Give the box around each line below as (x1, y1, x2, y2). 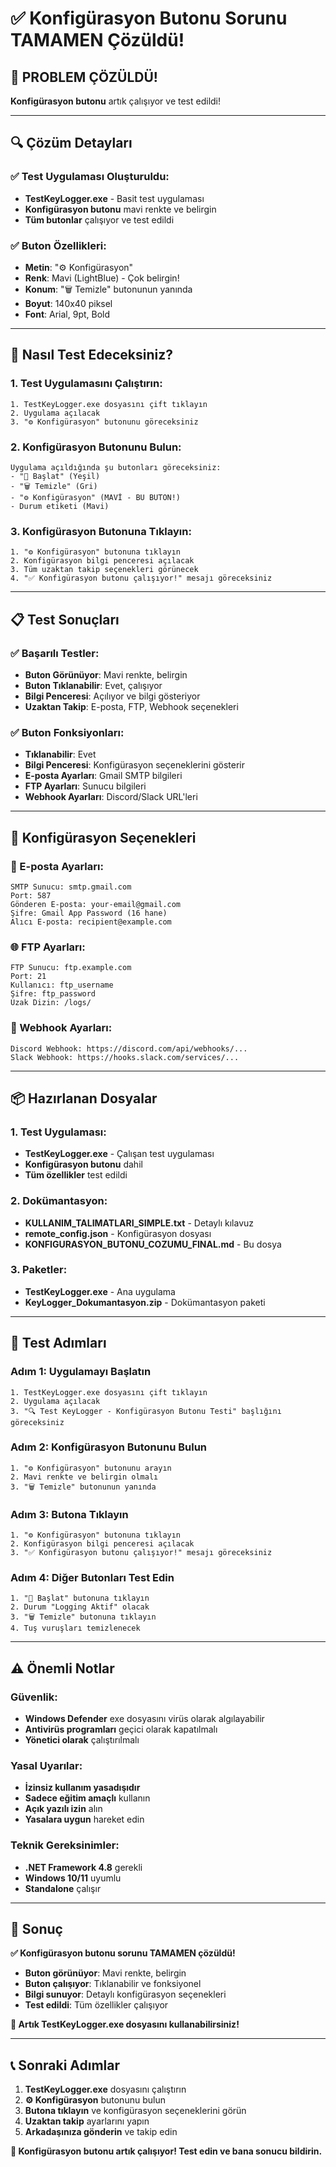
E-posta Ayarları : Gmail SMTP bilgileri (24, 770, 183, 782)
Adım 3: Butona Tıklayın (10, 1507, 129, 1521)
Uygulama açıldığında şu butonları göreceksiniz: (10, 462, 222, 472)
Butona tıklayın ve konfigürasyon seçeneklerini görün (24, 2105, 247, 2117)
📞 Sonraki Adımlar (10, 2057, 121, 2074)
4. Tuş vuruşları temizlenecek (10, 1623, 141, 1634)
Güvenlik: (10, 1690, 58, 1704)
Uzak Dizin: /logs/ (10, 998, 92, 1008)
